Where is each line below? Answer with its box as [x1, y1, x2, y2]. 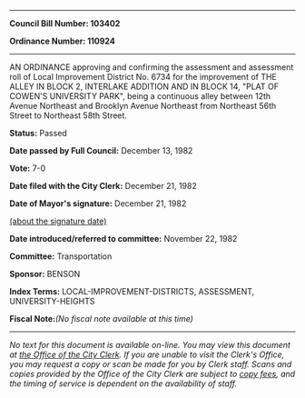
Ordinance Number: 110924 [9, 35, 115, 46]
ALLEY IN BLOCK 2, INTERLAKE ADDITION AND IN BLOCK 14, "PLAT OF [9, 81, 280, 92]
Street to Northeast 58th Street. [9, 110, 127, 121]
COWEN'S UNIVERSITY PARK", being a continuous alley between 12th [9, 91, 271, 101]
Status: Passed [9, 128, 68, 138]
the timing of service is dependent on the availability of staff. [9, 378, 238, 389]
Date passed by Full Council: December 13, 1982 [9, 145, 193, 155]
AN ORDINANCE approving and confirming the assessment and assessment [9, 62, 294, 73]
